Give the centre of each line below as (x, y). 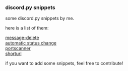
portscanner (18, 48)
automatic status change (31, 43)
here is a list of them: (27, 28)
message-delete (22, 38)
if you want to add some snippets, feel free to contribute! (64, 63)
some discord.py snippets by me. (40, 18)
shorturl (13, 53)
